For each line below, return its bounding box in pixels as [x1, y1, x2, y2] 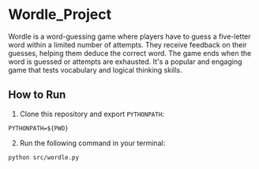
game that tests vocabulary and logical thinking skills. [8, 65, 182, 74]
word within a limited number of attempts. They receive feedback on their [8, 39, 247, 49]
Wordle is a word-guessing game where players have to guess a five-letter [8, 32, 251, 41]
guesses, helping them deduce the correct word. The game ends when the [8, 48, 252, 58]
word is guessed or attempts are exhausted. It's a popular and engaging [8, 57, 242, 66]
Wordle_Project [8, 6, 112, 24]
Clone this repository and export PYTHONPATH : [19, 109, 164, 118]
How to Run [8, 88, 66, 102]
